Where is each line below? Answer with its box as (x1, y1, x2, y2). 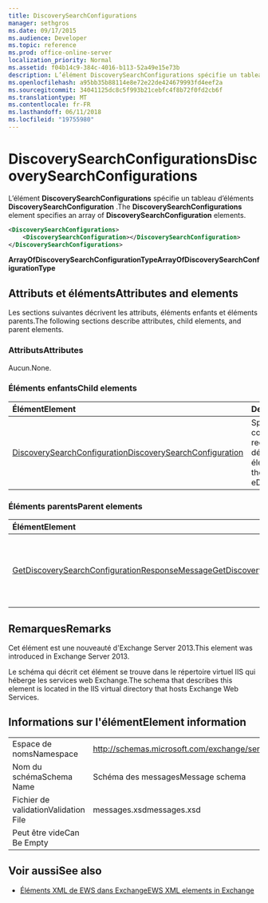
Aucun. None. (8, 362, 52, 372)
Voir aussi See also (8, 864, 102, 878)
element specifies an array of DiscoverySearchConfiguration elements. (8, 210, 246, 220)
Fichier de (12, 794, 50, 805)
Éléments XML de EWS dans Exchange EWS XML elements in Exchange (19, 885, 254, 895)
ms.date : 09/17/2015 (8, 26, 77, 34)
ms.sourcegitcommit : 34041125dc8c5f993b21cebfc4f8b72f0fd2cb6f (8, 85, 223, 94)
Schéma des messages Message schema (93, 771, 246, 782)
